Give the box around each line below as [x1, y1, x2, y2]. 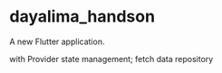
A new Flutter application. [9, 36, 105, 47]
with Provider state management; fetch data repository [9, 53, 214, 64]
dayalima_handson [9, 6, 156, 27]
